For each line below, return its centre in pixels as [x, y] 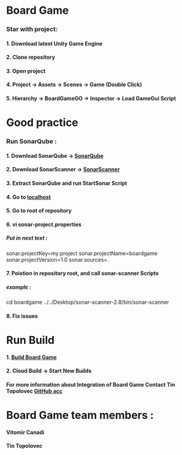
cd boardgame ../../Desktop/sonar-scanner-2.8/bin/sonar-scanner [88, 302]
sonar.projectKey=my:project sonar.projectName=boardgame [82, 253]
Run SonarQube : [31, 142]
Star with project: [32, 29]
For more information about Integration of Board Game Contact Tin [91, 384]
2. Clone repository [31, 57]
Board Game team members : [80, 415]
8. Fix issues [22, 316]
